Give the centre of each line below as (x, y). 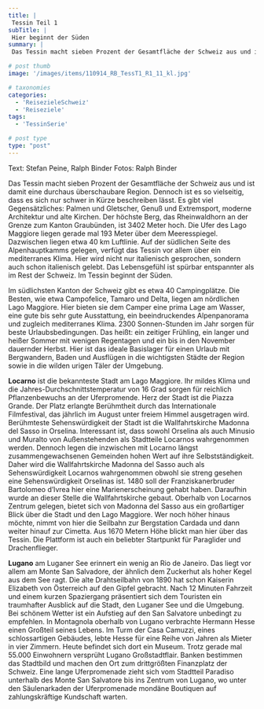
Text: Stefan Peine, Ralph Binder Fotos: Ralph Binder (93, 168)
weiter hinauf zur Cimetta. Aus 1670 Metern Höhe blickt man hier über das (128, 531)
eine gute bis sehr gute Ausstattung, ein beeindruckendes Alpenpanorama (128, 315)
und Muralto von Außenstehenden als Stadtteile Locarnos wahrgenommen (129, 439)
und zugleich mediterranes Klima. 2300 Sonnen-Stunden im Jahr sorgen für (131, 324)
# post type (27, 138)
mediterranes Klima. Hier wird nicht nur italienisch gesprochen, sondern (125, 258)
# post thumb (29, 66)
